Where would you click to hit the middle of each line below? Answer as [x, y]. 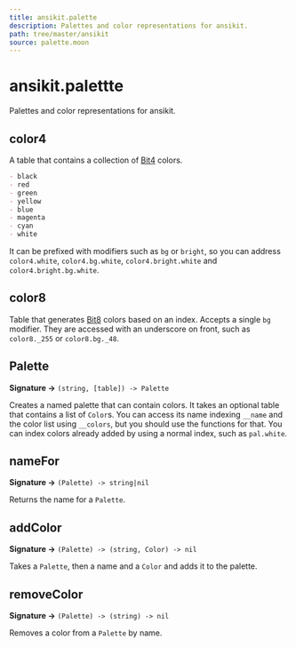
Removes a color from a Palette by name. [86, 633]
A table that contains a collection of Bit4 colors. [96, 160]
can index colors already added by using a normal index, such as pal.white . [148, 433]
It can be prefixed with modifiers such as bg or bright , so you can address [145, 251]
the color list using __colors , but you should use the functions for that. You [146, 424]
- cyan [21, 226]
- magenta [28, 218]
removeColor [46, 594]
